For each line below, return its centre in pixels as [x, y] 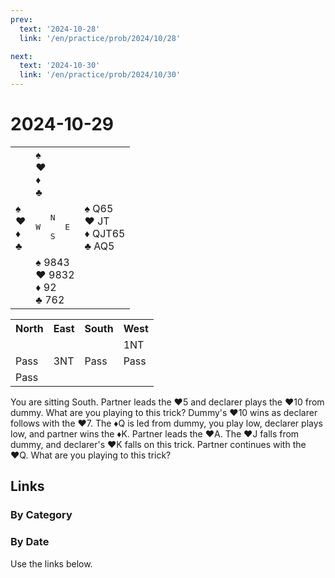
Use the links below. [51, 563]
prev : [21, 19]
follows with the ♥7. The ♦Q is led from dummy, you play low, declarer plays [166, 423]
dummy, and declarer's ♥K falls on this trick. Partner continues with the [158, 444]
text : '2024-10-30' [60, 66]
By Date [30, 542]
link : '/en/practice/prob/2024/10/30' [100, 75]
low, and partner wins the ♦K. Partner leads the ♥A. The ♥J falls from [155, 433]
